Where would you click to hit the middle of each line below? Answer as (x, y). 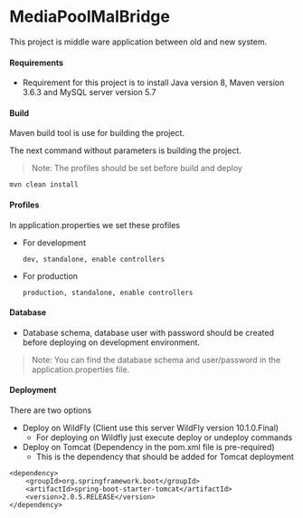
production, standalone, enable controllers (108, 293)
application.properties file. (80, 369)
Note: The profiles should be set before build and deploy (137, 168)
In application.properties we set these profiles (95, 225)
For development (54, 243)
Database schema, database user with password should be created (148, 332)
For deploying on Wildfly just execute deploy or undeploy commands (164, 437)
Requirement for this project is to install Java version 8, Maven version (153, 82)
